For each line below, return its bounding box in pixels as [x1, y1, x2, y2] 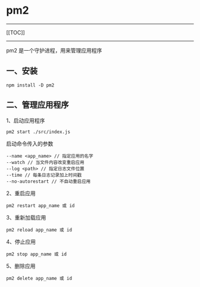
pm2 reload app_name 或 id [6, 227, 73, 233]
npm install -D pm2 [6, 82, 55, 88]
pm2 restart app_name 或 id [6, 202, 75, 209]
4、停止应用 [6, 238, 36, 245]
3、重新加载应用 [6, 214, 46, 221]
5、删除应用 [6, 262, 36, 269]
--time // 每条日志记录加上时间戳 [6, 172, 82, 178]
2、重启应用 [6, 189, 36, 197]
